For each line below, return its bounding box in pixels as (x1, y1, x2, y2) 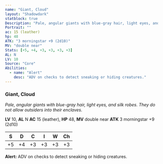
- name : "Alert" (9, 70, 42, 75)
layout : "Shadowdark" (5, 12, 49, 16)
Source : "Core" (5, 61, 36, 66)
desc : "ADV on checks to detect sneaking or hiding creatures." (14, 75, 147, 80)
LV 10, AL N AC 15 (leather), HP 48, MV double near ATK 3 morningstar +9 (5, 116, 155, 122)
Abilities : (5, 66, 27, 71)
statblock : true (5, 16, 38, 21)
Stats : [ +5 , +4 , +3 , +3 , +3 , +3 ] (5, 48, 73, 52)
